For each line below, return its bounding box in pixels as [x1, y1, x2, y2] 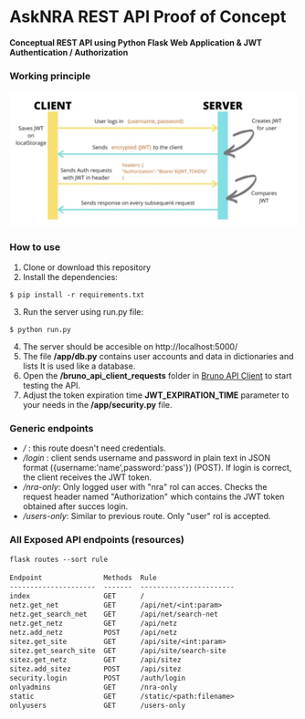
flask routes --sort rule [9, 555, 108, 565]
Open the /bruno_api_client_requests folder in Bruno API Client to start [22, 370, 292, 380]
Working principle [9, 69, 91, 82]
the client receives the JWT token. [22, 472, 152, 483]
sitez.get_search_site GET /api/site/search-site [9, 646, 226, 656]
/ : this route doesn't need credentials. [22, 443, 167, 453]
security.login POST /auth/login [9, 673, 185, 683]
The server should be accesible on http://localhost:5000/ [22, 340, 238, 352]
